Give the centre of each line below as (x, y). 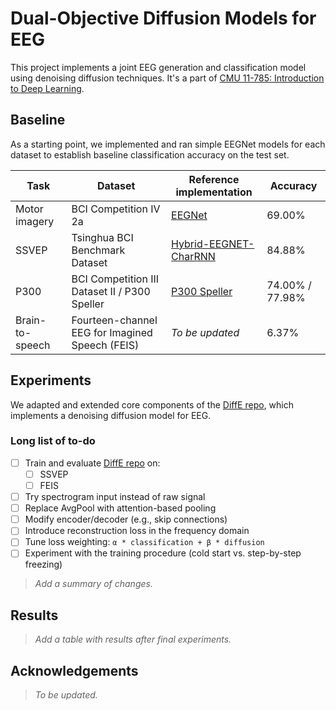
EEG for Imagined (112, 332)
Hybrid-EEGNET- (213, 244)
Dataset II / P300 (111, 291)
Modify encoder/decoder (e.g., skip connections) (126, 519)
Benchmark (98, 250)
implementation (214, 192)
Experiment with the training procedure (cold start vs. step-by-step (163, 553)
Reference (214, 179)
